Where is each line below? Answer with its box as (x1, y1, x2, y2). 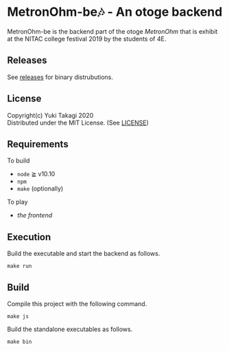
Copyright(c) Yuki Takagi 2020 (7, 111, 94, 119)
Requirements (7, 138, 69, 150)
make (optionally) (16, 184, 64, 193)
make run (7, 263, 32, 270)
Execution (7, 231, 51, 243)
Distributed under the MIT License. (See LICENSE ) (7, 118, 149, 127)
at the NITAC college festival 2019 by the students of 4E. (7, 34, 167, 43)
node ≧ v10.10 (16, 170, 56, 178)
